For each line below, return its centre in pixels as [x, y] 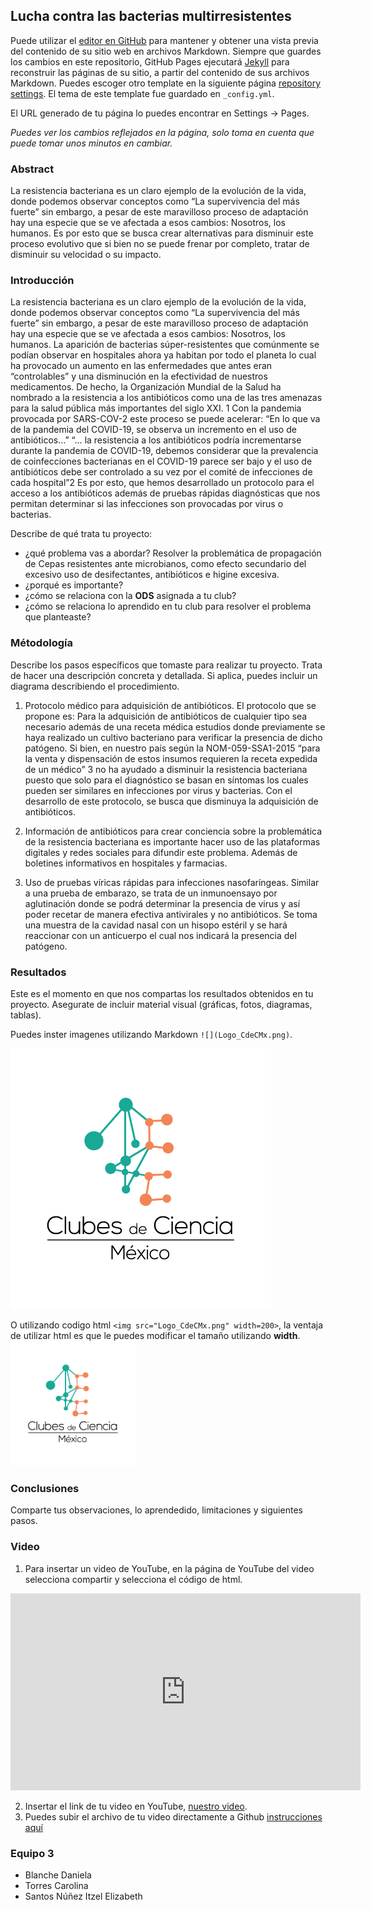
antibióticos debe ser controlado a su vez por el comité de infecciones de [161, 472]
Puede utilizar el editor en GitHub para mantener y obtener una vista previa [164, 40]
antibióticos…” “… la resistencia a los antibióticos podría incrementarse [156, 440]
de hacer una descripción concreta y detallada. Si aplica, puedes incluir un [164, 675]
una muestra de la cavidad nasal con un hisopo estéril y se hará [156, 925]
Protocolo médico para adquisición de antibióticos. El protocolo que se [170, 705]
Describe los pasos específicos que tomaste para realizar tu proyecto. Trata [166, 665]
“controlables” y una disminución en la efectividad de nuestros [139, 376]
